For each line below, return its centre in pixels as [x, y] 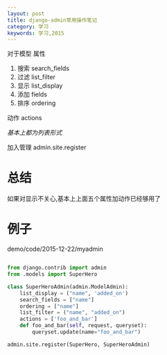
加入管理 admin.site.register [47, 147]
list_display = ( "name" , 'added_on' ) [74, 293]
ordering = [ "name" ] [49, 306]
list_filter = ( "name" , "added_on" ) [73, 313]
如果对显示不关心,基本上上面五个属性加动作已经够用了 [84, 199]
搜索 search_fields [43, 68]
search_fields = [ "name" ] [57, 299]
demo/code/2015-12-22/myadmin [55, 249]
